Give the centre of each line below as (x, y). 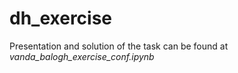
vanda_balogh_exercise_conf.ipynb (82, 56)
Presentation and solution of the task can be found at (119, 46)
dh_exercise (61, 18)
